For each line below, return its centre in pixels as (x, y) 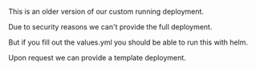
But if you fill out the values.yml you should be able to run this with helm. (128, 42)
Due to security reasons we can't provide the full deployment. (110, 27)
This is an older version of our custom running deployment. (106, 12)
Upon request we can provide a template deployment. (97, 58)
